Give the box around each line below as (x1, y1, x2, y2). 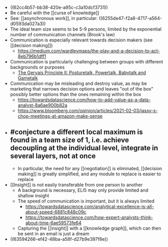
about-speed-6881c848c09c (25, 209, 87, 215)
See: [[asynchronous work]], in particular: (10, 15, 98, 21)
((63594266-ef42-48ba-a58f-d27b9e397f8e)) (10, 236, 108, 242)
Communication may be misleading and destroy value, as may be (10, 80, 147, 86)
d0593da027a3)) (10, 20, 46, 27)
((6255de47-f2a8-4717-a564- (99, 15, 162, 21)
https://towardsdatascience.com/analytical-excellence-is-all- (25, 203, 154, 209)
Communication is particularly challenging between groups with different (10, 59, 163, 64)
